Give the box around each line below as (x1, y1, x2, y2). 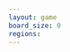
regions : (8, 29, 41, 38)
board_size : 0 (8, 21, 62, 30)
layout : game (8, 12, 57, 22)
